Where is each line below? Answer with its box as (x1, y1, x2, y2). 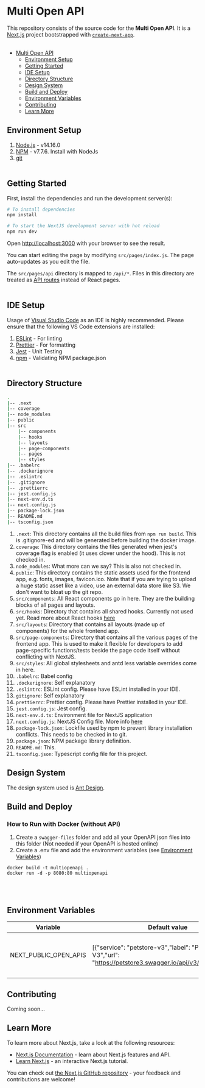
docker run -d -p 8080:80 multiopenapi (7, 870, 108, 877)
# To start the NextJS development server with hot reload (7, 223, 160, 229)
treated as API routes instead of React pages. (7, 276, 120, 284)
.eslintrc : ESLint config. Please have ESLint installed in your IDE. (15, 685, 180, 693)
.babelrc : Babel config (15, 672, 72, 680)
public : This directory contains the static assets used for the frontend (15, 568, 190, 576)
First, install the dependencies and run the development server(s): (7, 194, 173, 202)
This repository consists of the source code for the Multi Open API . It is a (7, 24, 191, 32)
